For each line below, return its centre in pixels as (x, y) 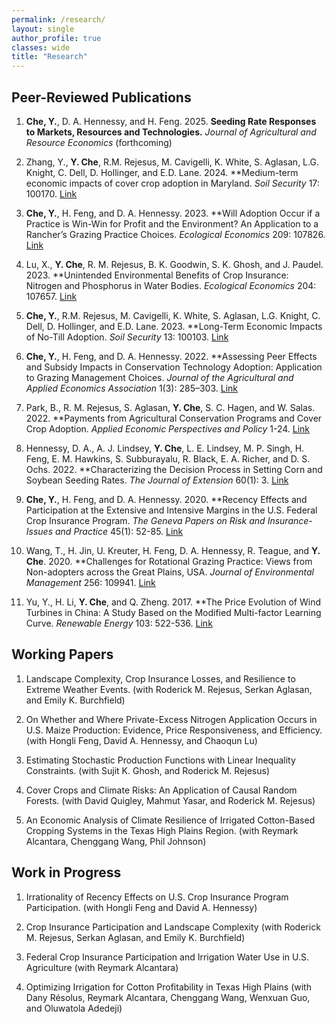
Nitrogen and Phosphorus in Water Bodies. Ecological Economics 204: (171, 285)
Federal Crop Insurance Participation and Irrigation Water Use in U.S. (167, 957)
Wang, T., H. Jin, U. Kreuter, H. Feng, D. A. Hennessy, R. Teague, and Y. (173, 550)
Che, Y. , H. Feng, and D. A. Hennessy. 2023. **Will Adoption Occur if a (173, 213)
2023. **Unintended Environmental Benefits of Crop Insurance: (157, 275)
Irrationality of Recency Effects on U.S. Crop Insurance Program (157, 897)
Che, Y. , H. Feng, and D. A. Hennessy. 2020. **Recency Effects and (166, 499)
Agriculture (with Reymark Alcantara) (102, 967)
